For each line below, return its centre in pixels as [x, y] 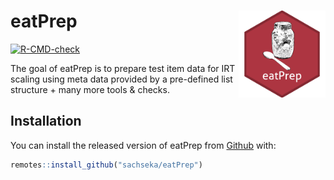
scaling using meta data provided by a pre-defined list [121, 79]
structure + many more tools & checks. [90, 89]
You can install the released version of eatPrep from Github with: [143, 145]
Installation [46, 121]
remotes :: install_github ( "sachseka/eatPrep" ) [106, 165]
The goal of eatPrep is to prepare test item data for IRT [123, 68]
